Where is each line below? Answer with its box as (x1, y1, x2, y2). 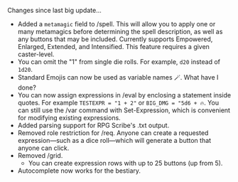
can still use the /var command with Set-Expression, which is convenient (17, 106, 231, 114)
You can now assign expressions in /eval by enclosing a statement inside (17, 91, 232, 99)
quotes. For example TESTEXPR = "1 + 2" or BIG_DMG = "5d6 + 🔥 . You (17, 99, 219, 107)
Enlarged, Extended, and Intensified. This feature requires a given (17, 43, 210, 50)
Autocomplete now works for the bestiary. (17, 166, 141, 175)
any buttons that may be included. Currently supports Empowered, (17, 35, 213, 43)
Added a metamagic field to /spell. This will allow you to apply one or (17, 20, 216, 28)
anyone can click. (17, 144, 70, 152)
